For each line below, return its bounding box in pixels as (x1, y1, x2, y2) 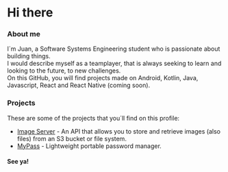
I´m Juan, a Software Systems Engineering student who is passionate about (7, 45, 220, 53)
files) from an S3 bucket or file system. (16, 134, 127, 143)
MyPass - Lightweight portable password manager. (16, 142, 162, 150)
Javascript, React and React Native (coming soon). (7, 81, 151, 90)
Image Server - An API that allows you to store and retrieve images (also (16, 127, 221, 135)
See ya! (7, 158, 29, 166)
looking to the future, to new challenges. (7, 66, 121, 75)
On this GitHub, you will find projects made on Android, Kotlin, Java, (7, 74, 199, 82)
